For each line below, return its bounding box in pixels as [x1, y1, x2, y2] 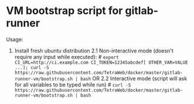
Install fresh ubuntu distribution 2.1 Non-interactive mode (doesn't [14, 47, 174, 54]
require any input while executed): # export [14, 53, 119, 60]
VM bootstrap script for [6, 4, 123, 18]
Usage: [6, 36, 23, 43]
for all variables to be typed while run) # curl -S [14, 81, 131, 88]
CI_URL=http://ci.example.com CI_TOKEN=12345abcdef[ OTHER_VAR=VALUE [14, 60, 189, 65]
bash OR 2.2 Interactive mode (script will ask [80, 75, 188, 82]
